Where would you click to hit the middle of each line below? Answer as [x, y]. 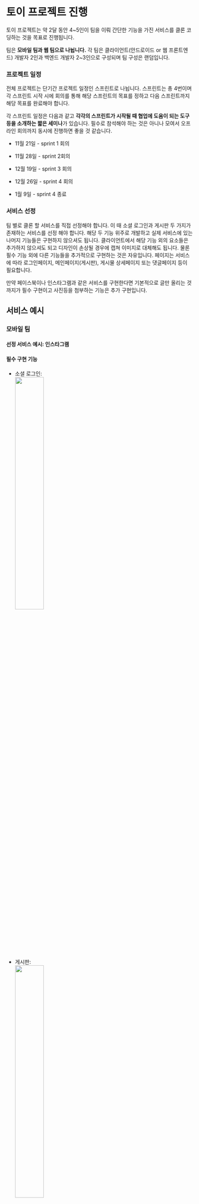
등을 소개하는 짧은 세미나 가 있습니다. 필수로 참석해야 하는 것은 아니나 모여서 [93, 123]
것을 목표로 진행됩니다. [48, 37]
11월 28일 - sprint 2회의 [42, 156]
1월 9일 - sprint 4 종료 [41, 194]
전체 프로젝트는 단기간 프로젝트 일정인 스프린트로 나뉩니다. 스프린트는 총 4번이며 [99, 88]
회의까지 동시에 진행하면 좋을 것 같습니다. [65, 131]
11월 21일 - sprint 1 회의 [42, 144]
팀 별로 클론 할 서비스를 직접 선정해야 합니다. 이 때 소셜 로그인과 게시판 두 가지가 [99, 225]
